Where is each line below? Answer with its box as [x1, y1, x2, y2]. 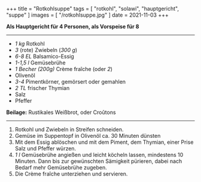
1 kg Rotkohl [14, 40, 45, 47]
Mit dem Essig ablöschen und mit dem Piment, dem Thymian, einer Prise [14, 138, 194, 146]
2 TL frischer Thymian [14, 85, 70, 91]
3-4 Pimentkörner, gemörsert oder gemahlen [14, 78, 126, 85]
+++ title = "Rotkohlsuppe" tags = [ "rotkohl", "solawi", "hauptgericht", [6, 5, 179, 12]
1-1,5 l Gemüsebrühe [14, 59, 66, 66]
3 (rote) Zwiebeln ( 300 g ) [14, 47, 78, 53]
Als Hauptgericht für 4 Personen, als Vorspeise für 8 [6, 23, 139, 30]
